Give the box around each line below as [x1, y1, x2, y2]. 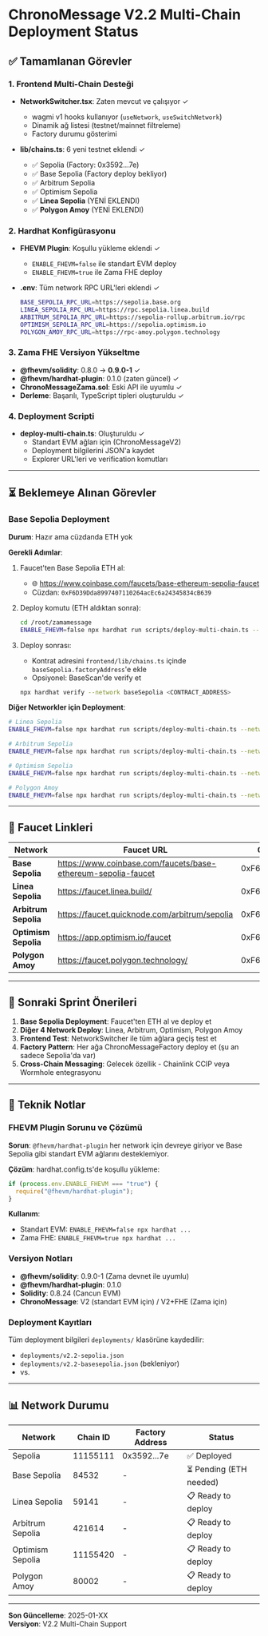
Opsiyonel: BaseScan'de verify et [31, 673, 142, 683]
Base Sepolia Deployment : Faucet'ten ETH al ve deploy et [19, 1017, 212, 1026]
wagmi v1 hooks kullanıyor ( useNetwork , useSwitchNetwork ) [31, 112, 223, 121]
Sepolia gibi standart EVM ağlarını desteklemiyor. [8, 1148, 169, 1158]
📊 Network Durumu [8, 1399, 109, 1412]
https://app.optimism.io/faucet [57, 932, 171, 943]
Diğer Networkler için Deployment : [8, 703, 126, 712]
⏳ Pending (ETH [187, 1463, 247, 1475]
